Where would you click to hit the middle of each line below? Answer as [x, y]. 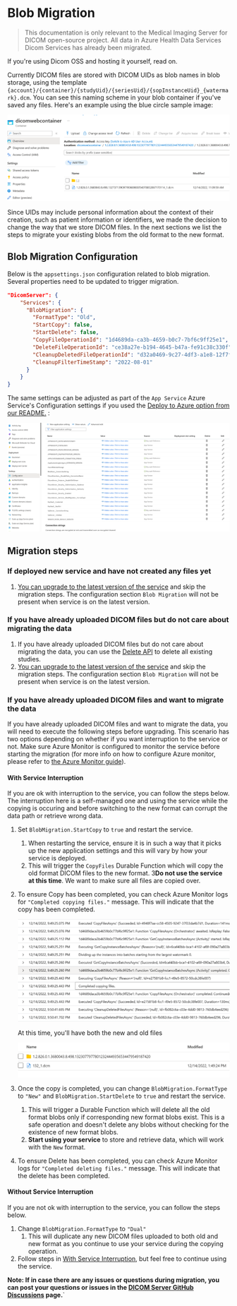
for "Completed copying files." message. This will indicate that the [116, 902]
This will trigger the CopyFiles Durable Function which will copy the [126, 865]
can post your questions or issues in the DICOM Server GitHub [101, 1287]
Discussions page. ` [36, 1295]
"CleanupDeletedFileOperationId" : [83, 354]
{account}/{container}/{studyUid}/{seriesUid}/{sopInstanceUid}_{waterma [118, 90]
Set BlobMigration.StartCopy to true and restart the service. [105, 829]
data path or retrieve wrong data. [55, 816]
